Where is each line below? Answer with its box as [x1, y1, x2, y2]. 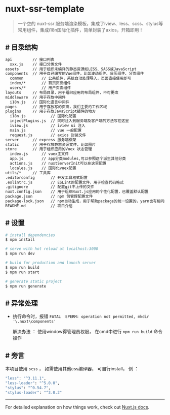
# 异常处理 [5, 299, 38, 307]
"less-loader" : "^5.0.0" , [5, 380, 60, 386]
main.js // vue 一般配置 [10, 127, 82, 133]
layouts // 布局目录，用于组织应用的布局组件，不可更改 [5, 90, 119, 95]
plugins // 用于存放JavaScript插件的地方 [5, 109, 96, 114]
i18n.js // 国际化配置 [10, 114, 77, 119]
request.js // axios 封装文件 [10, 133, 87, 138]
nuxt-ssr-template [5, 3, 84, 15]
